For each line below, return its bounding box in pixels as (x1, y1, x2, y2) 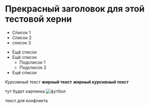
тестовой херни (5, 13, 72, 25)
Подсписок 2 (19, 64, 47, 70)
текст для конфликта (5, 97, 48, 103)
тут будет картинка (5, 88, 45, 94)
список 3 (12, 40, 31, 45)
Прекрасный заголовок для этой (5, 3, 145, 14)
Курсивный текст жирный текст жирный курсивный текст (5, 79, 129, 85)
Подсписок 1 (19, 59, 46, 65)
